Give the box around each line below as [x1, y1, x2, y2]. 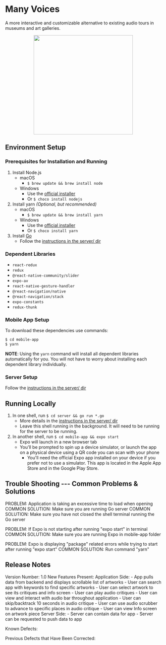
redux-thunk [12, 304, 37, 310]
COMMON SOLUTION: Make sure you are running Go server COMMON [5, 505, 150, 512]
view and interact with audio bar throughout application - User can [5, 595, 141, 601]
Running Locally [5, 399, 56, 408]
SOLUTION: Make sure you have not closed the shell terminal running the [5, 511, 155, 517]
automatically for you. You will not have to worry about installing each [5, 356, 147, 362]
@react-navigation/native [12, 289, 66, 294]
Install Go [12, 232, 32, 239]
